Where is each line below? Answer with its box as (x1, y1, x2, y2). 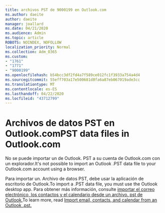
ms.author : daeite (5, 12, 44, 17)
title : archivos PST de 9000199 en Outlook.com (5, 7, 107, 13)
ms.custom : (5, 54, 28, 59)
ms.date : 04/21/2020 (5, 26, 49, 31)
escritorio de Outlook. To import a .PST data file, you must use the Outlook (5, 181, 158, 187)
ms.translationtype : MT (5, 82, 55, 87)
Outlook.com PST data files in (5, 128, 129, 139)
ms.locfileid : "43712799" (5, 96, 59, 101)
